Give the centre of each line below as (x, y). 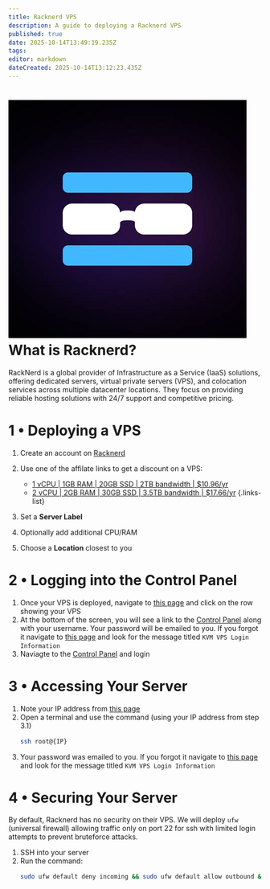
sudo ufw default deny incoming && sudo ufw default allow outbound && (142, 877)
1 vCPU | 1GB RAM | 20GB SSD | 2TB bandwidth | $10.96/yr (130, 484)
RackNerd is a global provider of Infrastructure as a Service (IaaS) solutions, (134, 372)
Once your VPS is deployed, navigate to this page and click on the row (136, 602)
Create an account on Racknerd (73, 453)
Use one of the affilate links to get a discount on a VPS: (111, 468)
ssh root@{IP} (43, 741)
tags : (17, 51)
